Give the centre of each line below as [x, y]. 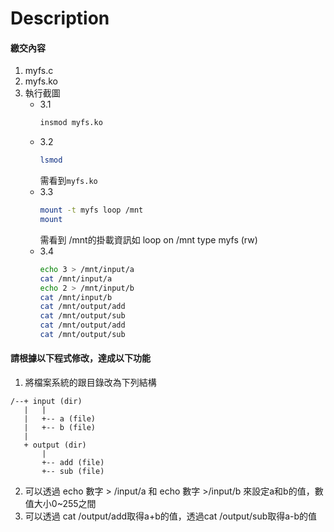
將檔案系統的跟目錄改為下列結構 [90, 383]
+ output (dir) [55, 445]
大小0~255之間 [65, 504]
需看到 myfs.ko [68, 181]
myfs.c [39, 71]
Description [60, 18]
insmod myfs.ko [71, 123]
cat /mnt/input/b [76, 297]
